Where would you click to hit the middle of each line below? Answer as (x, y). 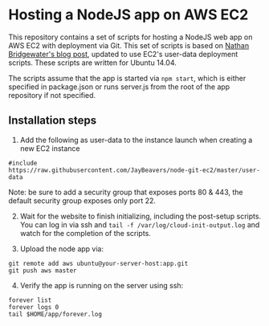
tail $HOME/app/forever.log (55, 314)
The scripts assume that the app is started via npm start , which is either (127, 78)
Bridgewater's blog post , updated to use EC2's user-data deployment (123, 54)
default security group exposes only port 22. (82, 200)
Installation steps (53, 121)
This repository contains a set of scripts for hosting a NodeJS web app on (130, 37)
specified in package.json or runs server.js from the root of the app (119, 87)
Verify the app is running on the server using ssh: (102, 285)
